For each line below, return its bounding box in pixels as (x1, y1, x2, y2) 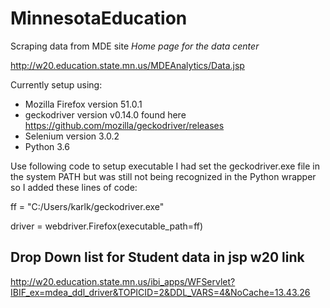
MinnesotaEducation (10, 7, 188, 30)
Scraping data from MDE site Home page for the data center (10, 40, 260, 52)
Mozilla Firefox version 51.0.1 (24, 98, 143, 110)
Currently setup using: (10, 78, 103, 91)
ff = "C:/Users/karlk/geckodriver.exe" (10, 200, 165, 212)
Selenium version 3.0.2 (24, 130, 120, 142)
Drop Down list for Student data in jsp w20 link (10, 249, 305, 266)
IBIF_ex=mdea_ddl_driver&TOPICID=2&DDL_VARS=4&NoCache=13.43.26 (10, 286, 311, 298)
